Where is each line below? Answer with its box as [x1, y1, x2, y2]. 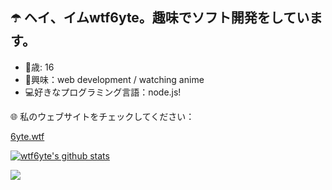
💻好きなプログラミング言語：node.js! [24, 86, 182, 98]
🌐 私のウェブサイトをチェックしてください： [10, 110, 195, 122]
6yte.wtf [10, 130, 45, 142]
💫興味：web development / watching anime [24, 73, 205, 85]
